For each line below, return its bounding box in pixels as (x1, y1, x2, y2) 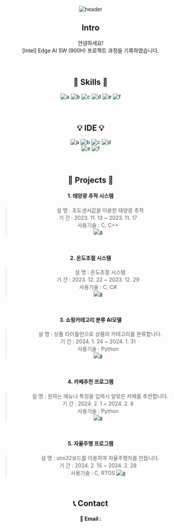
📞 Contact (73, 498, 108, 509)
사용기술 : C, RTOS (70, 469, 116, 476)
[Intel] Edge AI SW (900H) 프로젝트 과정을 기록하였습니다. (22, 46, 159, 54)
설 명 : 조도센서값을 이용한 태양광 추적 (56, 207, 144, 214)
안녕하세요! (77, 39, 104, 46)
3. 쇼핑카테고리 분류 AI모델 (59, 316, 122, 323)
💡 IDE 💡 (76, 123, 105, 133)
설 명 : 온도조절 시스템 (74, 269, 126, 276)
